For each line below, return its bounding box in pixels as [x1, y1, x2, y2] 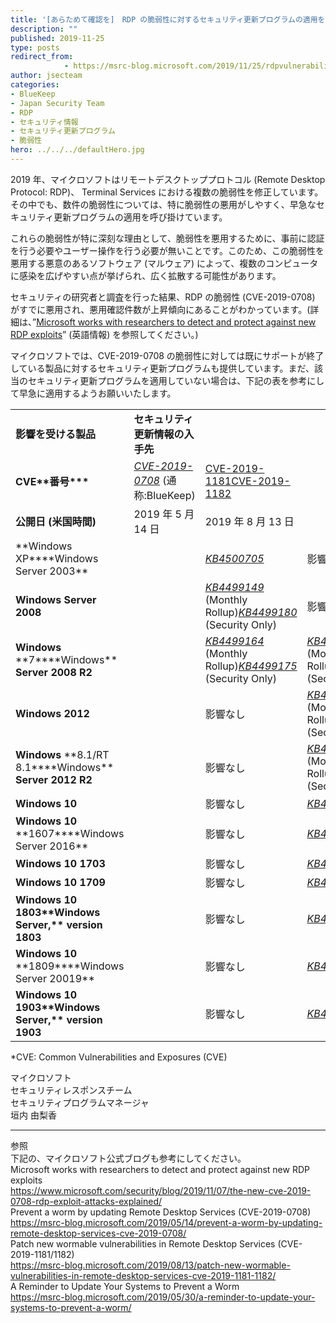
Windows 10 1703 [15, 856, 106, 870]
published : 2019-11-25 [10, 33, 105, 43]
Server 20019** [15, 971, 95, 985]
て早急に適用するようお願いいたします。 [10, 387, 177, 399]
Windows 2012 [15, 706, 90, 720]
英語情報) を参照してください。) [71, 328, 199, 340]
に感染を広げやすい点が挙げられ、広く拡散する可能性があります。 [10, 269, 282, 281]
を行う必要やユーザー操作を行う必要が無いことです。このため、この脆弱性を [10, 244, 325, 256]
